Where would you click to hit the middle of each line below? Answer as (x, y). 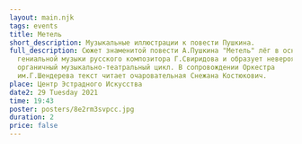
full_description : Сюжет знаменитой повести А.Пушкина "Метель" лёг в (144, 51)
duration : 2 (31, 117)
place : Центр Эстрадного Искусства (76, 84)
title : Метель (36, 34)
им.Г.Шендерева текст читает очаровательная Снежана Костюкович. (142, 76)
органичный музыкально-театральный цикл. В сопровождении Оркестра (147, 68)
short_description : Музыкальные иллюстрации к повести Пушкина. (132, 42)
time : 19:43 (31, 101)
